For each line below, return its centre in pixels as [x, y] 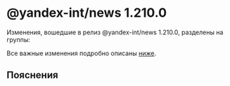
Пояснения [32, 75]
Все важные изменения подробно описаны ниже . [81, 53]
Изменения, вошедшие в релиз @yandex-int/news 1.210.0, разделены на [115, 32]
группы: [19, 39]
